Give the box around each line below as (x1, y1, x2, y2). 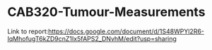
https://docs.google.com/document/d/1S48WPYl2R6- (48, 27, 205, 35)
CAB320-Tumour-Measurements (7, 4, 206, 20)
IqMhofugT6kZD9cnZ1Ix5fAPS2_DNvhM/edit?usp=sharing (7, 34, 177, 42)
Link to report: (7, 27, 49, 35)
